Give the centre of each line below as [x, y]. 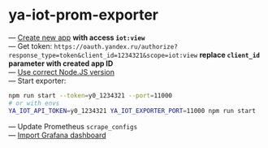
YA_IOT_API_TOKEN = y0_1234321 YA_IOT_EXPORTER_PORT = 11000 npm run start [132, 111]
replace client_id [229, 54]
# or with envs [34, 103]
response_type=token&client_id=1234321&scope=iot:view [103, 55]
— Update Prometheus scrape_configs [73, 126]
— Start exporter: [37, 81]
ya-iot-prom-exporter [83, 15]
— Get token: [30, 46]
